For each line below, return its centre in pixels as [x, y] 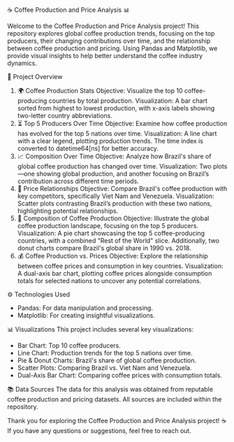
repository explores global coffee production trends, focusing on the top [111, 33]
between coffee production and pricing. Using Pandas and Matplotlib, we [112, 48]
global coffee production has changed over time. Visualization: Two [114, 166]
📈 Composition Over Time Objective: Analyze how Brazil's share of [114, 156]
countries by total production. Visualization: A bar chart [128, 101]
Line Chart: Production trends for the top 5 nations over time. [105, 353]
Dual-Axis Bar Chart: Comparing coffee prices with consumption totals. [119, 375]
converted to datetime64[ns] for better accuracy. [88, 148]
